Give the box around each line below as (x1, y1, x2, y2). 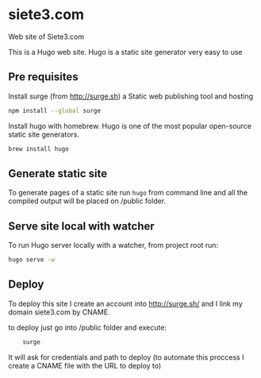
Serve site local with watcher (8, 219, 155, 233)
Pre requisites (8, 70, 79, 84)
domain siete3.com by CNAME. (8, 307, 110, 317)
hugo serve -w (8, 256, 56, 264)
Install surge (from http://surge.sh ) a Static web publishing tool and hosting (8, 91, 254, 101)
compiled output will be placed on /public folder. (8, 196, 167, 206)
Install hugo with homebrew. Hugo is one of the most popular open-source (8, 121, 252, 130)
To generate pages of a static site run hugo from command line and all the (8, 188, 248, 198)
